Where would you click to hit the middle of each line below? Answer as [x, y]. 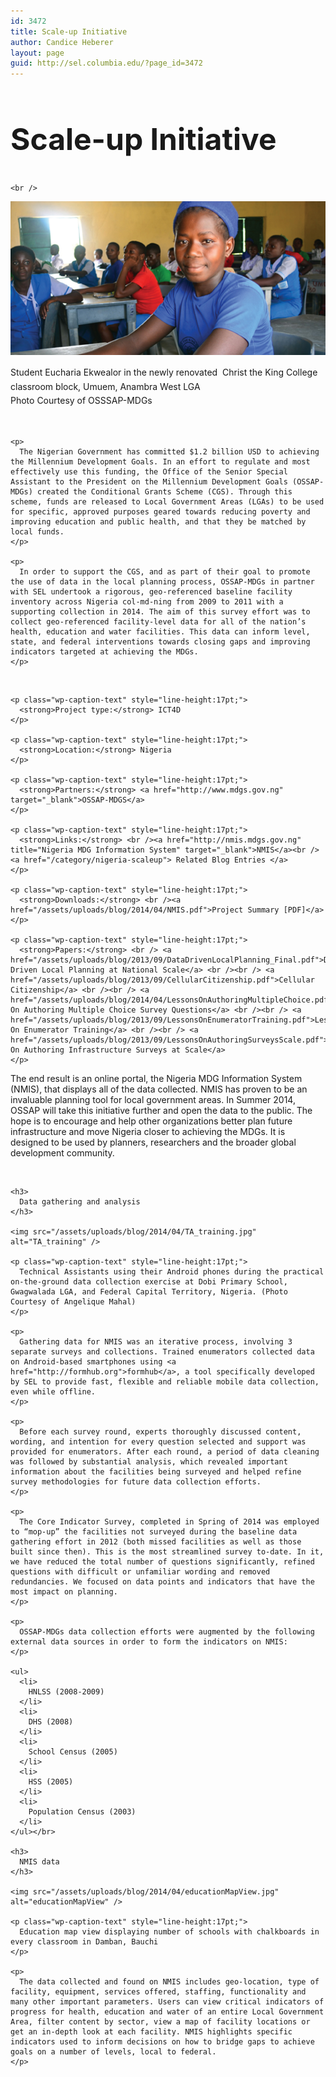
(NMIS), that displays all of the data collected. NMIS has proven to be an [159, 1089]
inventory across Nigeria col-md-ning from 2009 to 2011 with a [147, 601]
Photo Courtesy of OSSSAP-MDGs [81, 401]
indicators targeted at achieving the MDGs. [104, 651]
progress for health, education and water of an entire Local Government [167, 2011]
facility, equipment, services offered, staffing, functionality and [158, 1991]
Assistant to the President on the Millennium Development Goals [149, 481]
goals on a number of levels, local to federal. [113, 2051]
